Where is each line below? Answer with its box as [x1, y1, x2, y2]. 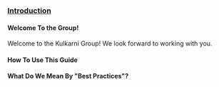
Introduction [7, 6, 51, 16]
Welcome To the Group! [7, 24, 79, 32]
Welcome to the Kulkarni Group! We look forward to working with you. [7, 39, 213, 48]
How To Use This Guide [7, 56, 78, 64]
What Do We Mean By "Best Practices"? [7, 72, 129, 81]
